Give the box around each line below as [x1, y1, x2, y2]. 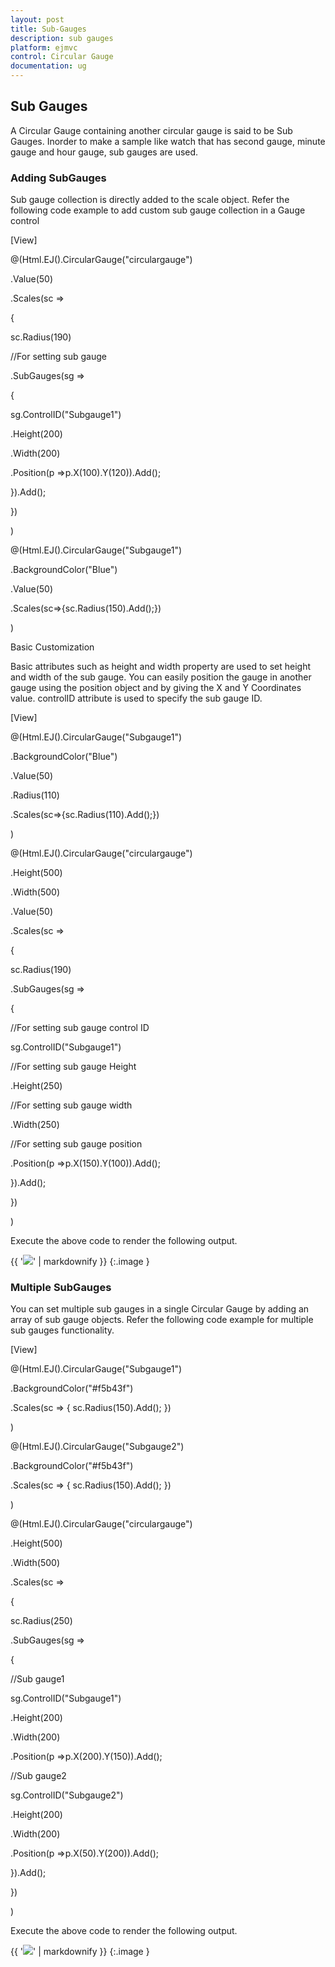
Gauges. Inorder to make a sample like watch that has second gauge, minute [10, 135, 326, 147]
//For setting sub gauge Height [10, 1061, 137, 1073]
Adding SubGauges [10, 171, 107, 185]
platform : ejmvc [10, 42, 78, 53]
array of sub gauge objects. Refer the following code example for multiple [10, 1314, 314, 1326]
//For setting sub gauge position [10, 1138, 143, 1150]
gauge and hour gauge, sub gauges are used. [10, 146, 199, 158]
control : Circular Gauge [10, 52, 114, 62]
